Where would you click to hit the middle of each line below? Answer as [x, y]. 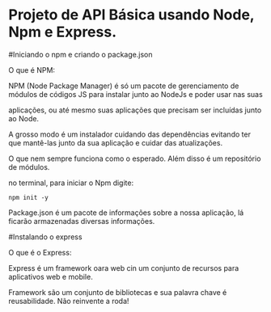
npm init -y [28, 197]
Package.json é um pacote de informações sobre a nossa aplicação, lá [126, 213]
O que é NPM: [32, 70]
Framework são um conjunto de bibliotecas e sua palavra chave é [118, 292]
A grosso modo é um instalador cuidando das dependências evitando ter [129, 134]
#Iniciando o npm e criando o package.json [80, 54]
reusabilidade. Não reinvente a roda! [69, 301]
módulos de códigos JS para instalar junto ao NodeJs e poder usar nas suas [135, 94]
